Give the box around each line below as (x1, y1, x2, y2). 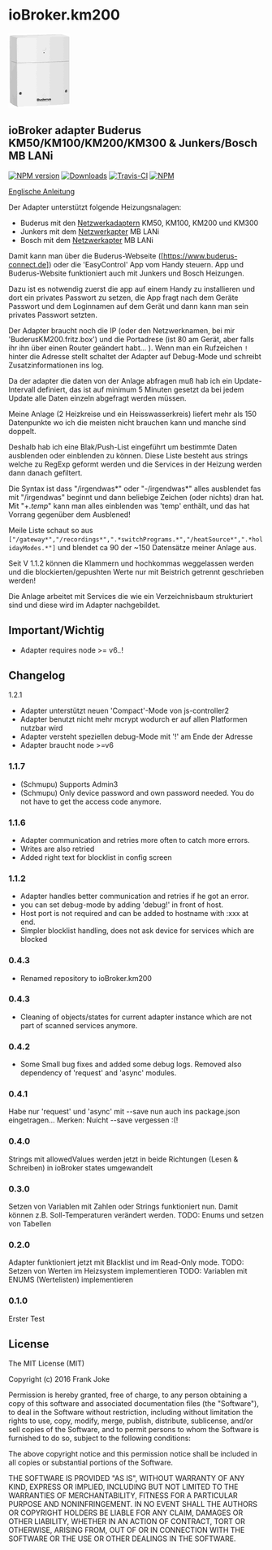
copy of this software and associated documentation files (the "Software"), (8, 1399, 260, 1409)
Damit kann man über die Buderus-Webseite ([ (8, 250, 164, 261)
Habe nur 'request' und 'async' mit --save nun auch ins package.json (8, 1107, 241, 1117)
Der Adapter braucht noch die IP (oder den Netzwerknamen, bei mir (8, 325, 235, 335)
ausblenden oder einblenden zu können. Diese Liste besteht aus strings (8, 450, 248, 460)
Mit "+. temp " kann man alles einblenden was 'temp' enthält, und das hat (8, 501, 250, 510)
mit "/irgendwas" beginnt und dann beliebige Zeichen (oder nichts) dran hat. (8, 492, 264, 501)
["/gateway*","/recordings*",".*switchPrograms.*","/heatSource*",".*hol (8, 535, 264, 544)
